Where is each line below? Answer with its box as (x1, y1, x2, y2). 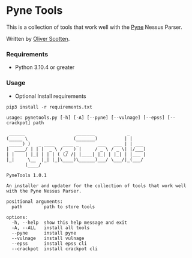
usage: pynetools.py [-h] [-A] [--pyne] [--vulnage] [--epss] (6, 115, 165, 121)
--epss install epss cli (11, 241, 87, 247)
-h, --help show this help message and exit (11, 220, 128, 226)
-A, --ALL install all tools (11, 224, 90, 231)
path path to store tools (11, 203, 95, 210)
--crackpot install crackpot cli (11, 245, 98, 252)
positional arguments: (6, 199, 63, 205)
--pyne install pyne (11, 230, 77, 236)
